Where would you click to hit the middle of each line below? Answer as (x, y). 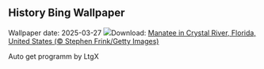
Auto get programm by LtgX (54, 56)
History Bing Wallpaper (67, 13)
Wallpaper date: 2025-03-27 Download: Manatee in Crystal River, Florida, (132, 33)
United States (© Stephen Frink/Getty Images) (84, 41)
